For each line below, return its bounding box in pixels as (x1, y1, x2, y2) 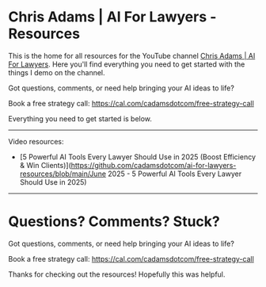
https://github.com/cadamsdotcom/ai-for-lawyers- (70, 160, 237, 170)
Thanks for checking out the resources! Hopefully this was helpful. (8, 270, 226, 279)
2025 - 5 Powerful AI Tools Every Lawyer (108, 169, 242, 178)
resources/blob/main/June (19, 169, 107, 178)
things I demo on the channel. (8, 67, 105, 77)
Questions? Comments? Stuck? (8, 212, 220, 231)
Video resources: (8, 136, 64, 146)
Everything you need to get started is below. (8, 113, 153, 123)
